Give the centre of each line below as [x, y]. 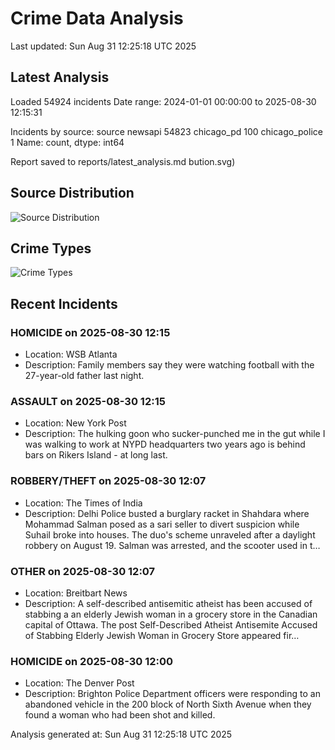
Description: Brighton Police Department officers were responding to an [172, 694]
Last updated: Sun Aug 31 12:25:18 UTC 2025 [103, 46]
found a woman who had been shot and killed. [120, 715]
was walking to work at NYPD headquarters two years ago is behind [165, 444]
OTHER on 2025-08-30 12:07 [83, 571]
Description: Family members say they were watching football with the [169, 365]
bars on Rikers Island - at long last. [96, 455]
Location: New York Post [75, 423]
